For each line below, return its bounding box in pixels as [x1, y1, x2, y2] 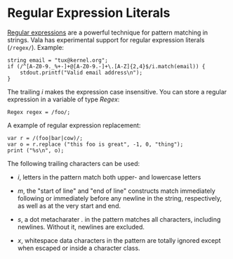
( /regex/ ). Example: [7, 43, 65, 51]
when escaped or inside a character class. [17, 244, 140, 252]
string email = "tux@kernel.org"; [7, 56, 109, 64]
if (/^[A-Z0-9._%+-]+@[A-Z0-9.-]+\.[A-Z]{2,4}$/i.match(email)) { [7, 63, 206, 70]
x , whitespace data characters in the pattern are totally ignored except [17, 236, 221, 244]
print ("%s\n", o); [7, 146, 65, 154]
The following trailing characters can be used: [7, 159, 140, 168]
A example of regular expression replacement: [7, 121, 141, 129]
